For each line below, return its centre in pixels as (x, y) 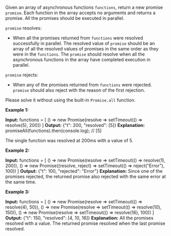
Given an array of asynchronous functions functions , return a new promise (84, 7)
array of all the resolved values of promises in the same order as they (86, 49)
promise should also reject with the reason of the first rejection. (79, 90)
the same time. (21, 182)
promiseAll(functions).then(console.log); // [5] (54, 130)
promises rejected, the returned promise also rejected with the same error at (86, 176)
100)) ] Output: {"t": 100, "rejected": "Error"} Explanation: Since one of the (84, 171)
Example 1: (17, 110)
